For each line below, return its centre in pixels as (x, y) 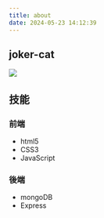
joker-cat (32, 54)
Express (33, 205)
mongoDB (36, 198)
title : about (30, 15)
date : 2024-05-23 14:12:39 (53, 23)
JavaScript (38, 158)
